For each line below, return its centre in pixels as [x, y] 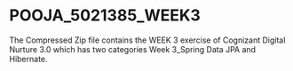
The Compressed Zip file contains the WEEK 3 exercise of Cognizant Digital [147, 40]
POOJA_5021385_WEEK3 [105, 16]
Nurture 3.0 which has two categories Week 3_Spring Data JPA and [132, 49]
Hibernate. [28, 59]
